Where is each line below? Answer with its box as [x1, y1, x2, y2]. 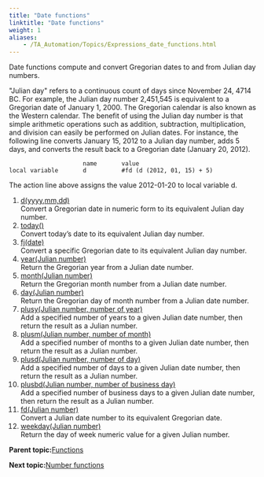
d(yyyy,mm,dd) [20, 196, 70, 205]
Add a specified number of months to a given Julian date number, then [20, 338, 250, 347]
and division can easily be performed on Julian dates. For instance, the [9, 128, 239, 138]
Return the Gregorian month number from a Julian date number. [20, 279, 227, 289]
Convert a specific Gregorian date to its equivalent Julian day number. [20, 246, 247, 256]
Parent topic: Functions [9, 446, 84, 455]
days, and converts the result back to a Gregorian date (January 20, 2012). [9, 145, 251, 154]
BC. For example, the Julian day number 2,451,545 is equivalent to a [9, 94, 230, 104]
